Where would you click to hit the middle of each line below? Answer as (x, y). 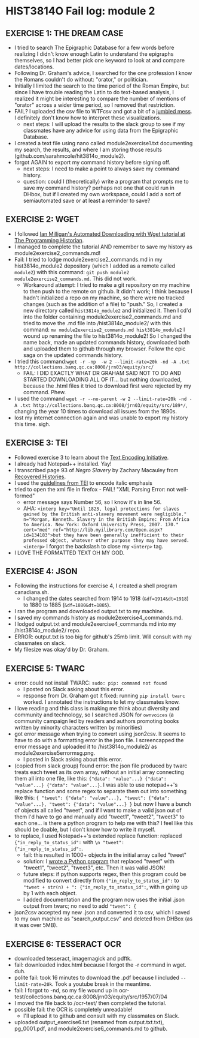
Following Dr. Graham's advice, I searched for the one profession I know (103, 73)
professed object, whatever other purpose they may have (96, 540)
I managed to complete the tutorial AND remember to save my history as (103, 247)
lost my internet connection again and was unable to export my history (101, 418)
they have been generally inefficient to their (124, 535)
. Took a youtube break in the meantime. (102, 984)
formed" (25, 496)
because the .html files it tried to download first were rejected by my (107, 386)
